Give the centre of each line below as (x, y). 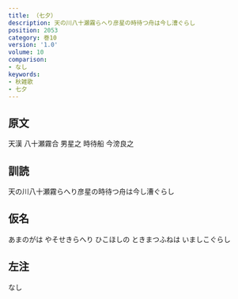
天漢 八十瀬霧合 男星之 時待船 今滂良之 (71, 144)
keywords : (25, 74)
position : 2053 (33, 30)
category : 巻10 (32, 38)
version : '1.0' (33, 45)
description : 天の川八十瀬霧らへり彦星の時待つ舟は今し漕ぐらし (102, 23)
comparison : (28, 60)
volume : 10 (26, 52)
